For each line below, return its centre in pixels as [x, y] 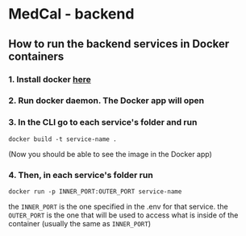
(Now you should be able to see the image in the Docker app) [110, 154]
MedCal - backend [71, 14]
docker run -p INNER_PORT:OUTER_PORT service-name [95, 192]
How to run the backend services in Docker [119, 44]
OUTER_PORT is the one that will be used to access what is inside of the [123, 215]
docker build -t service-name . [63, 139]
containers [36, 56]
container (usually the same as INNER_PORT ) [80, 224]
